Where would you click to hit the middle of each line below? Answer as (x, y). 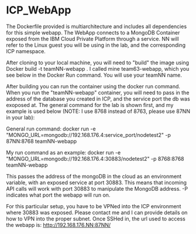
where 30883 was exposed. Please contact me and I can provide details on (97, 212)
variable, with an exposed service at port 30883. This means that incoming (97, 183)
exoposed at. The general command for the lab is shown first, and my (90, 105)
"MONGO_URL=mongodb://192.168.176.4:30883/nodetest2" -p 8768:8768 (95, 159)
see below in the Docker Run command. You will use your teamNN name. (94, 75)
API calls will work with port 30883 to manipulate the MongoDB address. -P (97, 188)
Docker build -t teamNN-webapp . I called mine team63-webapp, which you (98, 68)
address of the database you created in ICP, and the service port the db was (98, 99)
